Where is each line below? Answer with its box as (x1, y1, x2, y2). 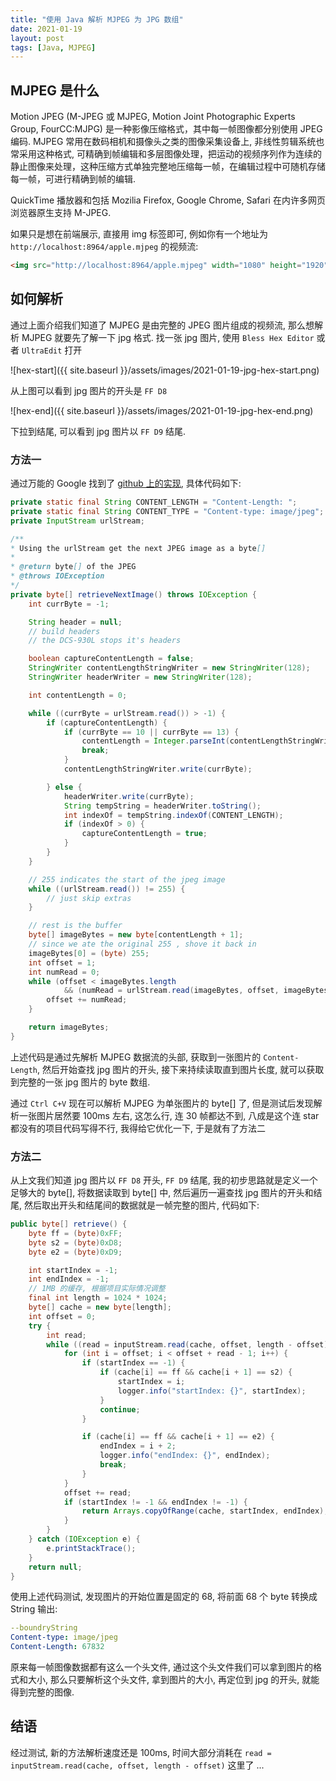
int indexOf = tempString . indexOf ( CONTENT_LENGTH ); (63, 810, 284, 820)
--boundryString (10, 1623, 78, 1633)
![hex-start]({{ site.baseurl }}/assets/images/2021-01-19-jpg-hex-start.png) (10, 364, 320, 376)
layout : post (10, 33, 65, 43)
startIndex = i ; (117, 1377, 186, 1387)
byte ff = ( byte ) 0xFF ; (28, 1228, 123, 1238)
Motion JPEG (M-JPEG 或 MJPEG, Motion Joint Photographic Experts (10, 111, 296, 123)
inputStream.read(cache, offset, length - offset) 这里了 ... (10, 1759, 265, 1771)
